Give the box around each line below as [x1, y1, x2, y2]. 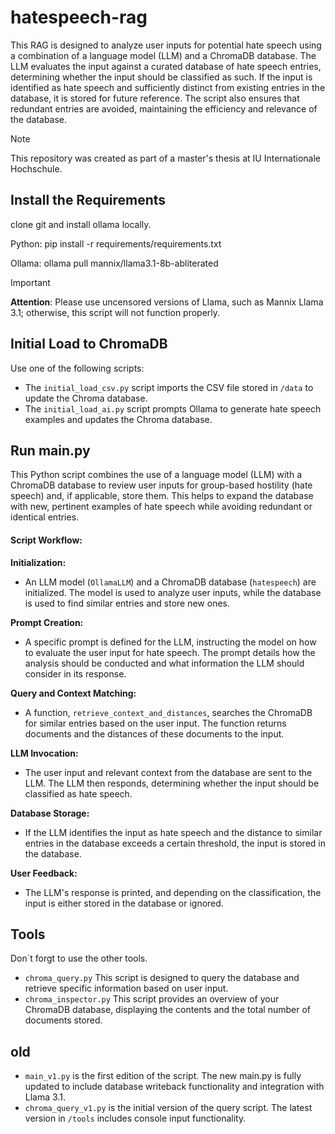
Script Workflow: [10, 534, 83, 546]
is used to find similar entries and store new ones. [24, 597, 231, 609]
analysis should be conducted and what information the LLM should [24, 657, 305, 669]
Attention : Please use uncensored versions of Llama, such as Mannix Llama [10, 296, 324, 308]
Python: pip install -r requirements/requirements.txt [10, 237, 222, 250]
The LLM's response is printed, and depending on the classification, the [24, 886, 322, 898]
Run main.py [10, 442, 91, 459]
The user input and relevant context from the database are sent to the [24, 766, 313, 778]
